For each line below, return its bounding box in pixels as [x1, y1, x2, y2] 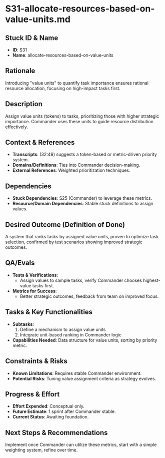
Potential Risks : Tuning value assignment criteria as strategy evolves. [12, 375, 156, 381]
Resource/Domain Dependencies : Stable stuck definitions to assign [12, 201, 153, 207]
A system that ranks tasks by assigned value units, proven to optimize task [5, 234, 159, 240]
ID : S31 [12, 47, 27, 53]
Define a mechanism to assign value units [19, 326, 106, 332]
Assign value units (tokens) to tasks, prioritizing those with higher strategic [5, 113, 159, 119]
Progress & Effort [5, 390, 60, 398]
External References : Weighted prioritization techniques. [12, 167, 130, 173]
